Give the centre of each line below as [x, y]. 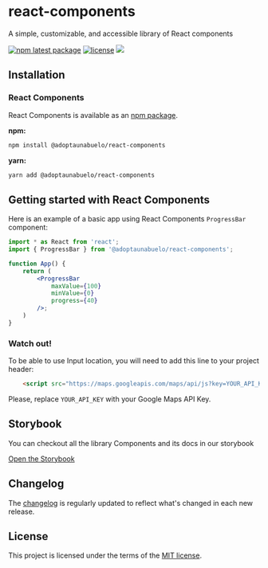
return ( [37, 271]
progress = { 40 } [74, 301]
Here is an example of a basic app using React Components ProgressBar [127, 219]
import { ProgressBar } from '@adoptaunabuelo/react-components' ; [121, 249]
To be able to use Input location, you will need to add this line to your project [134, 361]
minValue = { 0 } [72, 293]
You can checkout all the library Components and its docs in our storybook [131, 443]
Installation [37, 75]
